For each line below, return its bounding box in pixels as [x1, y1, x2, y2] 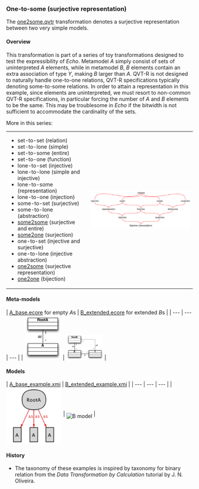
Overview [6, 38, 31, 45]
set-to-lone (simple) [17, 143, 69, 150]
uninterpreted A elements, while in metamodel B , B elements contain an [6, 64, 181, 71]
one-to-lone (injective [17, 250, 73, 258]
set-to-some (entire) [17, 150, 70, 157]
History [6, 452, 25, 459]
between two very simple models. [6, 24, 89, 31]
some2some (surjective [17, 218, 75, 226]
